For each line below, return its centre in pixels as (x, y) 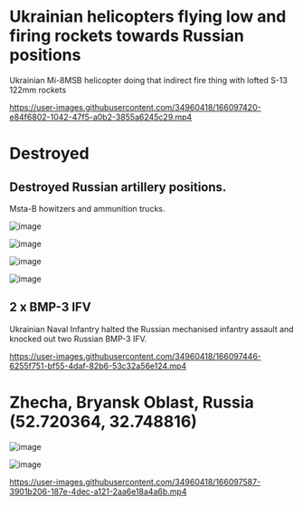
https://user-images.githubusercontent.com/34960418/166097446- (136, 356)
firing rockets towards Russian (127, 36)
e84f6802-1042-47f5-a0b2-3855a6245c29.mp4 (101, 117)
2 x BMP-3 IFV (51, 307)
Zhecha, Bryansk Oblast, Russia (132, 402)
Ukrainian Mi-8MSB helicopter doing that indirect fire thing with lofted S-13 (148, 80)
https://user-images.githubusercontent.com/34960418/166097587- (135, 482)
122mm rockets (38, 90)
